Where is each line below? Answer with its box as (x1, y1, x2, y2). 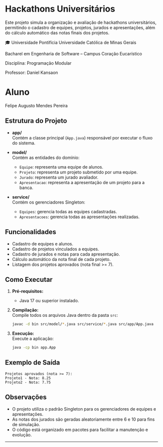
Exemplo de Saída (5, 359, 60, 367)
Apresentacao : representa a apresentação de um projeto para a (19, 179, 145, 185)
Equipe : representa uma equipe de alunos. (19, 164, 103, 170)
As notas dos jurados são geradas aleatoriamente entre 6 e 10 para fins (12, 416, 155, 422)
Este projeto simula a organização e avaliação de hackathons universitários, (5, 19, 157, 25)
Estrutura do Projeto (5, 117, 67, 125)
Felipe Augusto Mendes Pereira (5, 103, 68, 108)
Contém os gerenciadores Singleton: (12, 199, 86, 205)
